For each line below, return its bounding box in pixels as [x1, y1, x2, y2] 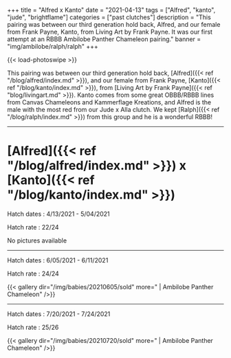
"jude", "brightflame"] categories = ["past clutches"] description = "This [7, 13, 211, 21]
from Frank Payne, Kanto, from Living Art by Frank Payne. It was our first [7, 27, 213, 36]
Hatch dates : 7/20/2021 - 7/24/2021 [7, 309, 111, 318]
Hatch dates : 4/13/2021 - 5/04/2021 [7, 210, 110, 218]
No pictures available [7, 236, 67, 245]
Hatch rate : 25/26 [7, 323, 59, 331]
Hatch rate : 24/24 [7, 269, 60, 278]
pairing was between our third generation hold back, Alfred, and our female [7, 21, 221, 28]
